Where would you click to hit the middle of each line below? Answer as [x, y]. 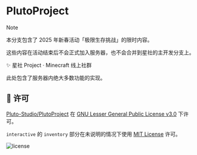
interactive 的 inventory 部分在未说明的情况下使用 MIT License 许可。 [93, 134]
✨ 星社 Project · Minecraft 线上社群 [49, 65]
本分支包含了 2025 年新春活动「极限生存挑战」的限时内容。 [80, 39]
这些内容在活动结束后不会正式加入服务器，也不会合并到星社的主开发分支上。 [100, 52]
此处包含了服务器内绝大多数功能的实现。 [56, 77]
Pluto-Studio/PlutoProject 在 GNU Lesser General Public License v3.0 [92, 114]
